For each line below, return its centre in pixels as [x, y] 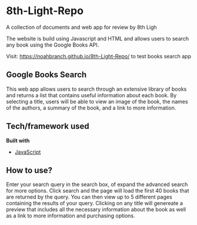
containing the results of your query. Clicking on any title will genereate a [95, 203]
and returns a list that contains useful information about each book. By [91, 95]
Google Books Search [46, 75]
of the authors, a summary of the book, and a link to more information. [91, 108]
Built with [18, 140]
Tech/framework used [48, 126]
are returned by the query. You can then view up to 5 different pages [89, 197]
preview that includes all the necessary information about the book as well [96, 210]
